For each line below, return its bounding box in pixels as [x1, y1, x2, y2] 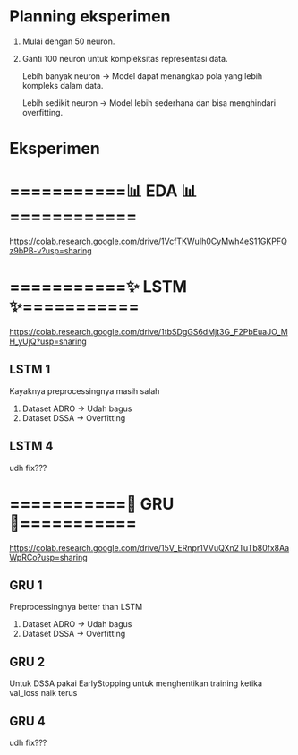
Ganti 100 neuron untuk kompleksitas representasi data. [21, 53, 228, 64]
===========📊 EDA [9, 181, 178, 202]
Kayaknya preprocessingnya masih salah [9, 385, 160, 396]
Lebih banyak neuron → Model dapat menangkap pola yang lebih [21, 70, 263, 82]
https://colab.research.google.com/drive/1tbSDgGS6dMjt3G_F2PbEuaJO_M [9, 327, 288, 337]
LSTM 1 [9, 362, 51, 377]
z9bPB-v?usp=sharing [9, 245, 92, 256]
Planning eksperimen [9, 6, 171, 27]
